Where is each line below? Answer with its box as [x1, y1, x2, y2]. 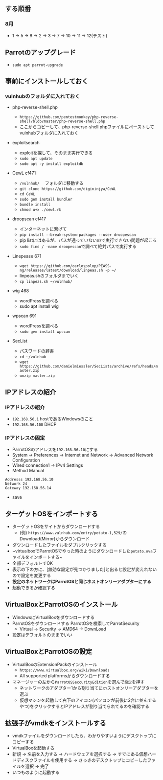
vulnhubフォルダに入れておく [19, 130, 79, 136]
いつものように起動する [12, 770, 60, 776]
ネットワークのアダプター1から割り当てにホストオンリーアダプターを [19, 685, 159, 691]
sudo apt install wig [19, 303, 59, 309]
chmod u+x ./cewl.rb [19, 207, 62, 212]
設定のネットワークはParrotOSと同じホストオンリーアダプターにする [12, 578, 152, 584]
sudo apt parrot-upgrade [12, 63, 63, 68]
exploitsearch [12, 140, 40, 146]
